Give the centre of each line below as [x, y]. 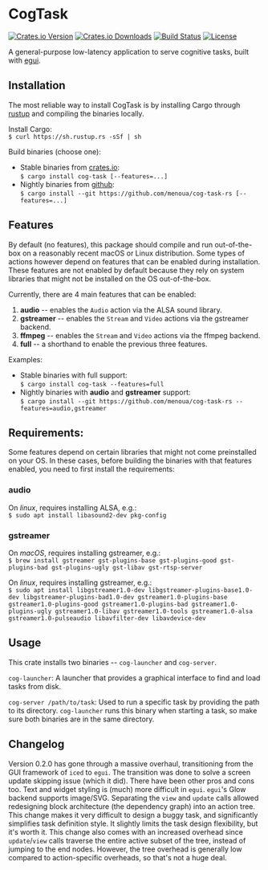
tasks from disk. [35, 686]
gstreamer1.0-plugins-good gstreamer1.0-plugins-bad [98, 604]
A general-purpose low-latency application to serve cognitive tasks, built [129, 51]
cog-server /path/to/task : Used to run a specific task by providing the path [134, 702]
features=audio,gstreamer [63, 408]
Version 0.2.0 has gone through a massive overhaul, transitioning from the [131, 763]
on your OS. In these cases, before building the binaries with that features [130, 461]
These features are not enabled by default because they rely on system [126, 270]
